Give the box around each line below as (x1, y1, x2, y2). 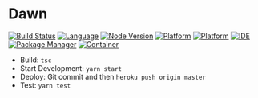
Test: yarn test (19, 80, 71, 90)
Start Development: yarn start (19, 63, 123, 73)
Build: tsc (19, 55, 52, 65)
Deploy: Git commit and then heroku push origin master (19, 72, 207, 81)
